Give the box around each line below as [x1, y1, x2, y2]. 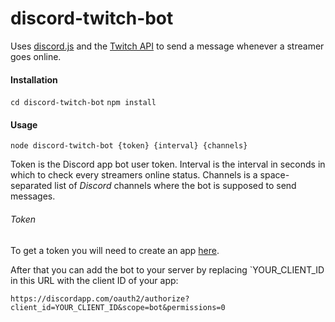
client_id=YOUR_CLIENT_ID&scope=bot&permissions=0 [10, 302, 226, 312]
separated [10, 180, 53, 192]
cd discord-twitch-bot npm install [10, 98, 157, 108]
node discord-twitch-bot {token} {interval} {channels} [10, 141, 248, 151]
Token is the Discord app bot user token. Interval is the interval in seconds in [10, 158, 326, 171]
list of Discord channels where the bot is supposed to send [54, 180, 297, 192]
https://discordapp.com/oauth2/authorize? [10, 293, 190, 304]
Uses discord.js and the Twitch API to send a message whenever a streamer [10, 40, 325, 52]
